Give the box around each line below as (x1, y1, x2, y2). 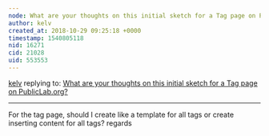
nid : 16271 (8, 42, 45, 50)
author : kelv (8, 19, 52, 27)
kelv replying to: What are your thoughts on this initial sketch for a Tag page (8, 78, 258, 88)
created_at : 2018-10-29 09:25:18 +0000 (8, 26, 142, 34)
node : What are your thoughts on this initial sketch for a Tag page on (8, 11, 256, 20)
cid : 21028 (8, 49, 45, 57)
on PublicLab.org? (8, 86, 68, 96)
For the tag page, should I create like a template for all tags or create (8, 110, 235, 119)
